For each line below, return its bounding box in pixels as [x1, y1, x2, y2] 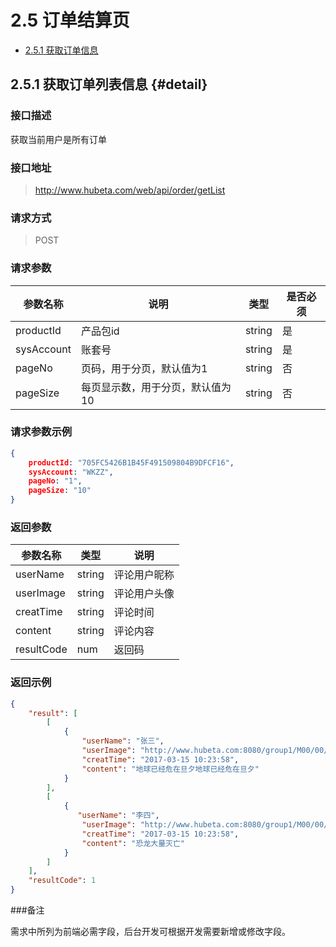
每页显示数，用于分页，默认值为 [80, 380, 232, 394]
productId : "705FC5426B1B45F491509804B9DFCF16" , [28, 457, 235, 468]
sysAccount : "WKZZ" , [28, 467, 114, 477]
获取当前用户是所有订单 [10, 133, 107, 145]
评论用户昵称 [113, 568, 175, 582]
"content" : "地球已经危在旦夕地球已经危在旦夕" [81, 764, 260, 774]
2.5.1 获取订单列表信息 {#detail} [10, 76, 208, 93]
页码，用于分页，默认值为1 [80, 361, 208, 375]
